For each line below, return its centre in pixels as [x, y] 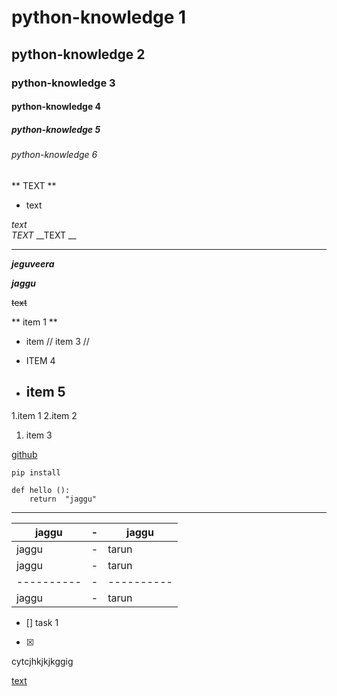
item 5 [45, 392]
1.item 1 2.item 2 [44, 416]
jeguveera [33, 263]
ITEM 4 [40, 360]
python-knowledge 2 [78, 54]
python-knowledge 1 [99, 17]
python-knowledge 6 [54, 155]
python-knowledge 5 [56, 129]
